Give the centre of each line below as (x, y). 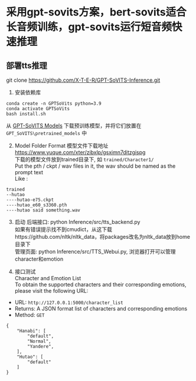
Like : (21, 179)
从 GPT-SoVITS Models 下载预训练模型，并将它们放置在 (74, 126)
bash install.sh (26, 114)
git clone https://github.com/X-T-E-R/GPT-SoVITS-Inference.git (83, 80)
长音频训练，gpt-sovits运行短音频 (89, 27)
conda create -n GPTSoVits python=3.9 (54, 104)
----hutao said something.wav (43, 210)
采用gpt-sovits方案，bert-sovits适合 (97, 12)
